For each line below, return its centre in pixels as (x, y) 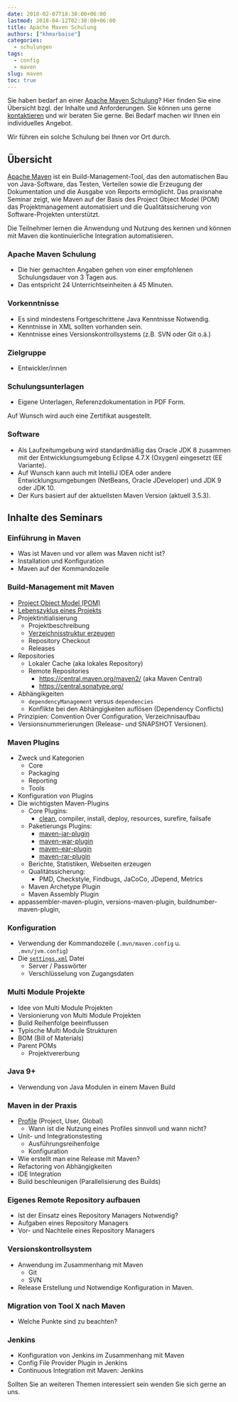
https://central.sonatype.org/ (81, 686)
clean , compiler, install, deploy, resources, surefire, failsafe (125, 818)
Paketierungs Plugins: (60, 826)
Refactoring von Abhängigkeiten (65, 1167)
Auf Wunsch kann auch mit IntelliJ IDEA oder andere (94, 473)
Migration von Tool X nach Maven (66, 1306)
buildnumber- (198, 902)
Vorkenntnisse (33, 304)
